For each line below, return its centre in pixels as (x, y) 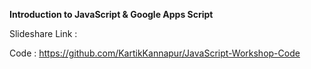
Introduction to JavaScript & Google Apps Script (111, 14)
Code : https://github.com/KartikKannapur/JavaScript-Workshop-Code (155, 53)
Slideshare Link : (43, 33)
